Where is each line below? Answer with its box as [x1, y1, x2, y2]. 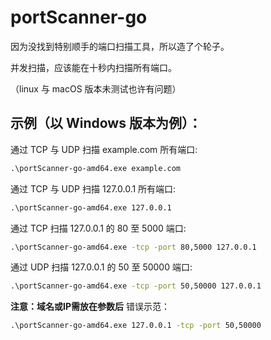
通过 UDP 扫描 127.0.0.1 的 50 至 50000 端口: [10, 261, 193, 273]
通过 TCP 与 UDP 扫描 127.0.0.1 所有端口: [10, 182, 177, 195]
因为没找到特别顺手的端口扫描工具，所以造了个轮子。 [10, 40, 230, 52]
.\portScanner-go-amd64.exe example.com [10, 163, 182, 173]
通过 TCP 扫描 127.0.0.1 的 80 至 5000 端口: [10, 222, 187, 234]
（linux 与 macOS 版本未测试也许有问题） [10, 82, 182, 95]
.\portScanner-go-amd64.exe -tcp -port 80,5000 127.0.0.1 [10, 242, 257, 252]
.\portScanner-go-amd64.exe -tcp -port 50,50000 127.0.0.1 [10, 281, 262, 291]
